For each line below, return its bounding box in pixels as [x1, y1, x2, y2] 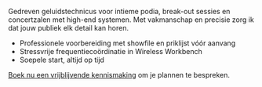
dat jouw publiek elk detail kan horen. [8, 24, 129, 32]
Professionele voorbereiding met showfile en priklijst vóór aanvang [19, 38, 236, 48]
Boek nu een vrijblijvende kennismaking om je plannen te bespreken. [8, 71, 230, 79]
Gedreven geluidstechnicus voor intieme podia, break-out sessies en [8, 7, 231, 16]
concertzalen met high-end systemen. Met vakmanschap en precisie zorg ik [8, 15, 255, 24]
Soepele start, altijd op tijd [19, 55, 104, 64]
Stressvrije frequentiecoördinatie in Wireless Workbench [19, 47, 202, 56]
